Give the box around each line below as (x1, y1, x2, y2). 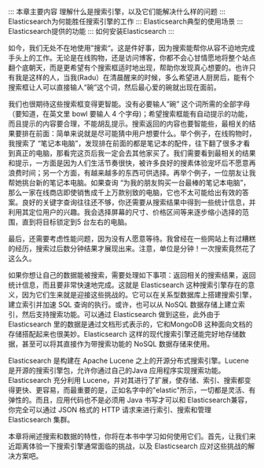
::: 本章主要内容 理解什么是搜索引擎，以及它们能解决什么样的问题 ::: (8, 7, 226, 16)
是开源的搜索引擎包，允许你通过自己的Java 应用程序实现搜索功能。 (8, 366, 225, 375)
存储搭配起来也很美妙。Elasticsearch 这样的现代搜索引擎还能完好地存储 (8, 330, 240, 338)
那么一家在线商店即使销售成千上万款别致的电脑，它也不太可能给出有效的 (8, 188, 242, 197)
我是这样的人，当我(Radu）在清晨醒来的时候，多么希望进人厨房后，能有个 (14, 73, 255, 82)
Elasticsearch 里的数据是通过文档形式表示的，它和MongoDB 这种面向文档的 (8, 319, 253, 329)
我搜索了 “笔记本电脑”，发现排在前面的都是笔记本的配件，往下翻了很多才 (8, 138, 244, 148)
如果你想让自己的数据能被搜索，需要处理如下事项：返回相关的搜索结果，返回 (8, 271, 256, 279)
